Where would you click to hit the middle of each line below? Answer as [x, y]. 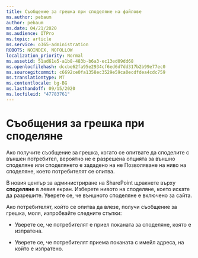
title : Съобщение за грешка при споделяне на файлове [74, 12]
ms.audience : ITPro [30, 34]
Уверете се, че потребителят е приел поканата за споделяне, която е [103, 224]
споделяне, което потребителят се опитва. [60, 171]
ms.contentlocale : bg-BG [37, 83]
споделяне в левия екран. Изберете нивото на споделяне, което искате [98, 189]
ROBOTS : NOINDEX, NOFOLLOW [39, 50]
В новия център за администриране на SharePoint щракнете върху [91, 183]
